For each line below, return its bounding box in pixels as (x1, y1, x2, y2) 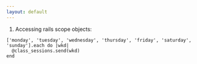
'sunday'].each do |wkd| (6, 42, 69, 48)
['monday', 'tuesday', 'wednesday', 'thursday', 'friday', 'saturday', (6, 37, 192, 43)
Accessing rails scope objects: (15, 25, 92, 33)
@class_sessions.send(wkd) (12, 48, 80, 54)
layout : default (6, 8, 47, 15)
